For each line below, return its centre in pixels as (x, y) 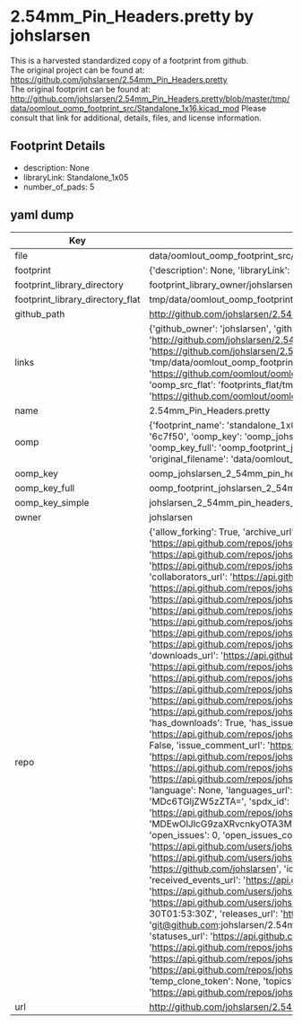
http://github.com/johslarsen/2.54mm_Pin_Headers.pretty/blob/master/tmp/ (150, 98)
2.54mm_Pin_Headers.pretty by (132, 17)
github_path (40, 314)
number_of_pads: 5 (59, 187)
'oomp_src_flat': (182, 384)
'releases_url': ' (251, 914)
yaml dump (42, 215)
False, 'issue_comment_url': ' (209, 745)
